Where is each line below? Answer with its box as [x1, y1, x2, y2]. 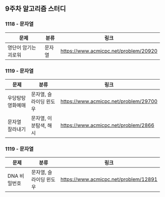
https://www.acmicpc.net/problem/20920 [60, 47, 158, 54]
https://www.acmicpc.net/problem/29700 [60, 98, 158, 105]
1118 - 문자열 [5, 21, 34, 28]
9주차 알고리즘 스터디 [5, 4, 66, 13]
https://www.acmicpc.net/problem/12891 [60, 176, 158, 183]
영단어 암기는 [7, 44, 36, 51]
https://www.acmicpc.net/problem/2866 [60, 122, 155, 129]
